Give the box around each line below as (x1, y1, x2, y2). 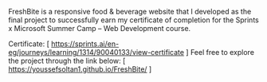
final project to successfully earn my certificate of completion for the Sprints (8, 15, 259, 25)
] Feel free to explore (186, 48, 255, 57)
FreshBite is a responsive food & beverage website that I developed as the (8, 7, 252, 16)
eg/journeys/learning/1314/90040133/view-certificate (8, 48, 185, 57)
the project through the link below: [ (8, 56, 126, 65)
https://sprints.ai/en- (51, 39, 120, 49)
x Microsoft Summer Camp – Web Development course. (8, 24, 191, 33)
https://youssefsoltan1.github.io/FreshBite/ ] (8, 64, 152, 74)
